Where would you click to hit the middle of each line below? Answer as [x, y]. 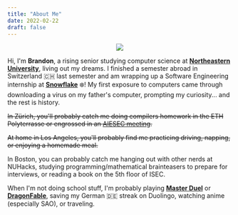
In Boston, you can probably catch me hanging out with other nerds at [110, 159]
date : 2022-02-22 [33, 21]
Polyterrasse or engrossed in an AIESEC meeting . [80, 124]
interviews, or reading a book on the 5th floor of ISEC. [87, 174]
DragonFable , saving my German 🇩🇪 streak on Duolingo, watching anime [116, 196]
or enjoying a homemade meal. [53, 145]
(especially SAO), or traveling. [51, 204]
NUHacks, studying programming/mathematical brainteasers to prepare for [118, 167]
